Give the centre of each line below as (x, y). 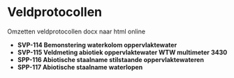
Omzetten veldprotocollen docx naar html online (76, 31)
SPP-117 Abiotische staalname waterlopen (80, 67)
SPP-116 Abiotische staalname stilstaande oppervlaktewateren (111, 59)
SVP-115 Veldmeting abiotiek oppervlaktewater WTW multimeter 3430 (122, 52)
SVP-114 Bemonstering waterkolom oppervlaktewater (97, 45)
